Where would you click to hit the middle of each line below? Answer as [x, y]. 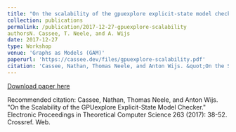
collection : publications [45, 20]
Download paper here [39, 86]
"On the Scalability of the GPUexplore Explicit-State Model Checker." [106, 107]
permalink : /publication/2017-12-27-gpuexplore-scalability [97, 27]
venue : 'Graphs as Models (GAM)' [56, 53]
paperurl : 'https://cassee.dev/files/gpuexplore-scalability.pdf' [106, 60]
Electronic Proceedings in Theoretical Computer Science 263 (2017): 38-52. [117, 114]
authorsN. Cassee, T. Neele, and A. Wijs [69, 33]
